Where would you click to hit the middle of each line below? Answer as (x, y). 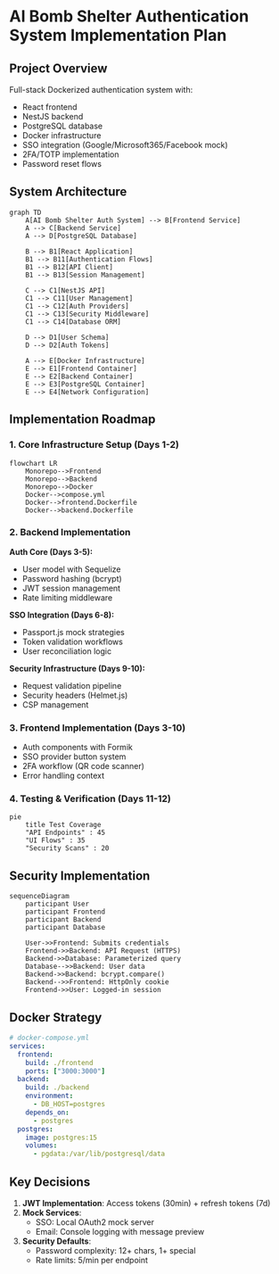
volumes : (41, 1146)
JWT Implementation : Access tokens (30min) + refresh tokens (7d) (146, 1203)
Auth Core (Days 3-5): (51, 551)
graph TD (25, 212)
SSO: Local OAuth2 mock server (94, 1222)
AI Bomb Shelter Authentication (129, 17)
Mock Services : (52, 1212)
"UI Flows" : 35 (56, 840)
